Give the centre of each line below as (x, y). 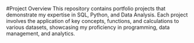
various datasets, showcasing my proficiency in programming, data (88, 27)
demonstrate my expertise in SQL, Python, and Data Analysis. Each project (97, 15)
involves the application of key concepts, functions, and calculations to (93, 21)
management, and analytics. (41, 34)
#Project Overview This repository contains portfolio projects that (86, 9)
